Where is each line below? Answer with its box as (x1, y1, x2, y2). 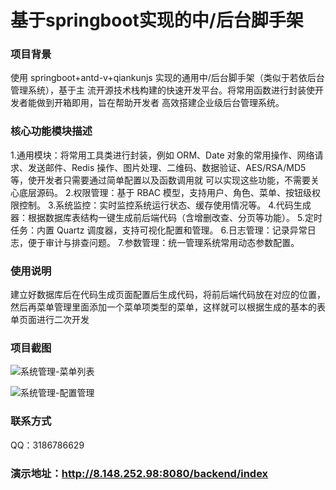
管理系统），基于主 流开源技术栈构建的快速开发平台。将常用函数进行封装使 (10, 84, 315, 96)
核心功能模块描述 (10, 124, 93, 138)
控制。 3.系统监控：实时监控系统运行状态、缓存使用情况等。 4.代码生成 (18, 199, 312, 211)
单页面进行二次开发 (10, 314, 90, 326)
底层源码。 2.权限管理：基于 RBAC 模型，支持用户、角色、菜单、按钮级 (18, 186, 312, 198)
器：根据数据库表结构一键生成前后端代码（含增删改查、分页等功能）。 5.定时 (10, 211, 323, 223)
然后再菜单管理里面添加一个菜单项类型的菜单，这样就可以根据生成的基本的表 (10, 301, 326, 313)
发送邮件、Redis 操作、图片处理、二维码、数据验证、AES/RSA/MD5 (27, 161, 307, 173)
